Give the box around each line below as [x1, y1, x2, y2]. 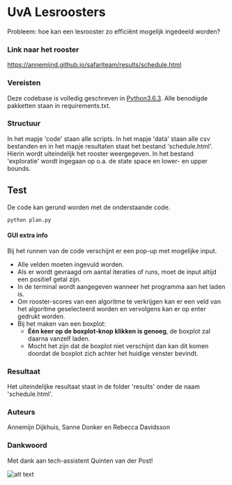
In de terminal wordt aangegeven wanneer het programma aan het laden [17, 282, 226, 290]
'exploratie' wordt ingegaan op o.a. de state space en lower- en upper [7, 156, 208, 165]
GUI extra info [7, 231, 48, 239]
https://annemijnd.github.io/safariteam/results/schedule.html [7, 61, 182, 69]
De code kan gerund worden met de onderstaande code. [7, 203, 171, 211]
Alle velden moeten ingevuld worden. [17, 260, 124, 269]
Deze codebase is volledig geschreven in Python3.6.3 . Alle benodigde [7, 94, 208, 102]
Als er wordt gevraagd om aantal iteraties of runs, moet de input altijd [17, 267, 217, 276]
